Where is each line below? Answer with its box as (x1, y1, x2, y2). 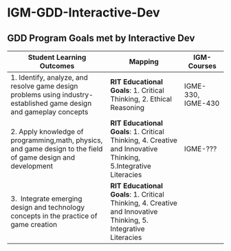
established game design (10, 98, 92, 108)
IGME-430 (184, 98, 220, 108)
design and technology (10, 203, 85, 212)
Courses (188, 61, 217, 70)
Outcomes (39, 61, 75, 70)
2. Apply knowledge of (10, 127, 84, 136)
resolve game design (10, 81, 78, 91)
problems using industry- (10, 90, 94, 99)
